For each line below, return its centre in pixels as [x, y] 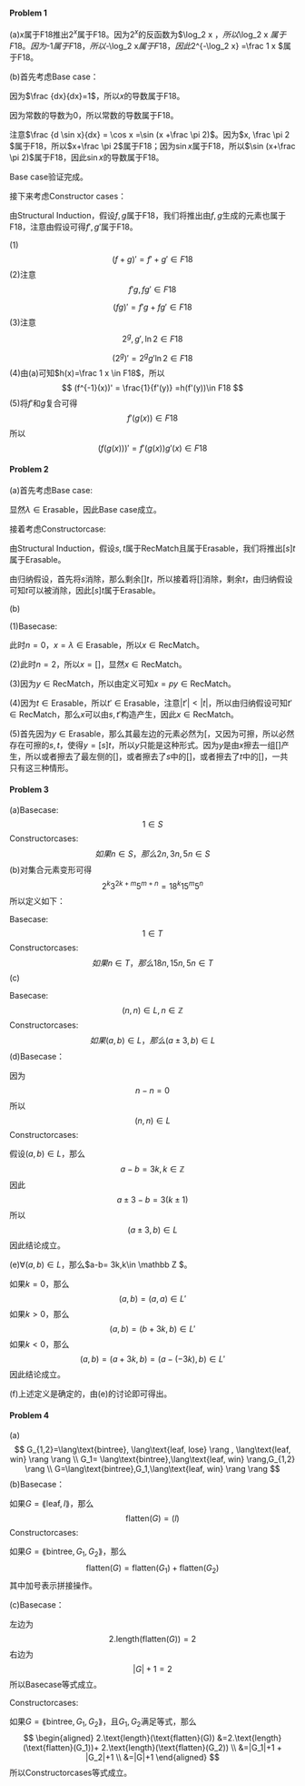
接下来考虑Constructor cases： [68, 196]
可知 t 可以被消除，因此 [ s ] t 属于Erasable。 [85, 591]
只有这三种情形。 [41, 768]
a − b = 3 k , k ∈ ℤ [152, 1169]
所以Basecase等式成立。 [56, 1685]
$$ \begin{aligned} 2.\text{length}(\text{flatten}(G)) [119, 1738]
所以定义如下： [37, 901]
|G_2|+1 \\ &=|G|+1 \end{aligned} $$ [152, 1757]
